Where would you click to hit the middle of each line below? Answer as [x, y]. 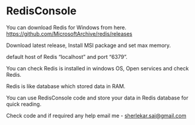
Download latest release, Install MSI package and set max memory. [89, 45]
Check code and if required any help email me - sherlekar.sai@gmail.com [96, 115]
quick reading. [24, 104]
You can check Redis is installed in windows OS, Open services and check [97, 68]
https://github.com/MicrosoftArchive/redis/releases [69, 33]
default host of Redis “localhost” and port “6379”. [67, 57]
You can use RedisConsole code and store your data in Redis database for [97, 98]
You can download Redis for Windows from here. [66, 27]
